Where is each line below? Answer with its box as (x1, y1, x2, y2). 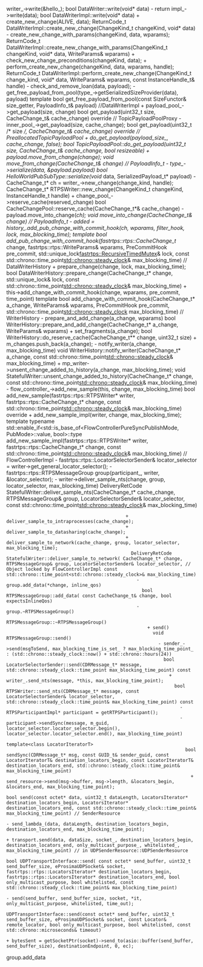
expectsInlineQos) (6, 598, 53, 604)
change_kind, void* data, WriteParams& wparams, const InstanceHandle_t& (6, 76, 195, 83)
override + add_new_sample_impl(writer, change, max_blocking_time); (6, 411, 182, 418)
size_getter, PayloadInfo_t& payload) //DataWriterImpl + (6, 102, 145, 109)
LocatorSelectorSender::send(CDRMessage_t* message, (6, 662, 142, 668)
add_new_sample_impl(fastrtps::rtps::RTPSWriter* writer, (6, 437, 148, 444)
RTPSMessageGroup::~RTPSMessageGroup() (6, 619, 107, 625)
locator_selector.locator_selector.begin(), (6, 726, 121, 732)
